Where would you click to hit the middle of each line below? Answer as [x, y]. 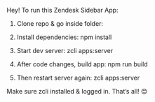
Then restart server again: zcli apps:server [78, 78]
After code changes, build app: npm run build [82, 64]
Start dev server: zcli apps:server [65, 51]
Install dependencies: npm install [64, 37]
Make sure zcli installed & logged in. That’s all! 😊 [77, 91]
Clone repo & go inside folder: [60, 23]
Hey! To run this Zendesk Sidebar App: [62, 10]
